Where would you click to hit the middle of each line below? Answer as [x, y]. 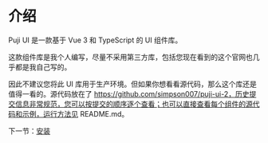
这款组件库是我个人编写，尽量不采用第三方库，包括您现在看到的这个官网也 [130, 57]
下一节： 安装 [29, 131]
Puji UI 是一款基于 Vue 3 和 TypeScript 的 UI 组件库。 [95, 40]
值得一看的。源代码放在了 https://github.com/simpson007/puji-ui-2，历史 [129, 93]
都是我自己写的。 [43, 67]
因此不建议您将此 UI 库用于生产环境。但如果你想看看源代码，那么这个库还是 [133, 84]
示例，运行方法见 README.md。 [75, 113]
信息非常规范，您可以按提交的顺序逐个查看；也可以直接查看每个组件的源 [134, 104]
